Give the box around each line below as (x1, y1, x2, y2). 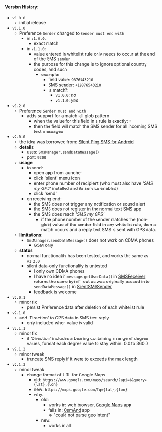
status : (19, 247, 34, 253)
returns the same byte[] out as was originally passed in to (33, 279, 150, 284)
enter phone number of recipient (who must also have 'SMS (33, 180, 153, 186)
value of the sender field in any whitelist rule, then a (52, 222, 156, 227)
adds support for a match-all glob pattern (26, 113, 110, 119)
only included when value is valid (26, 320, 93, 326)
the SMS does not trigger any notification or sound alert (33, 201, 146, 207)
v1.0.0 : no (55, 93, 77, 98)
